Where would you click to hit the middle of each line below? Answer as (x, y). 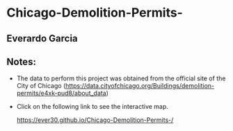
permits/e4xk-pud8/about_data (62, 93)
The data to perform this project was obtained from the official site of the (121, 78)
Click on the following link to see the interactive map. (92, 107)
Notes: (21, 61)
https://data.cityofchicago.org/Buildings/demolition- (140, 86)
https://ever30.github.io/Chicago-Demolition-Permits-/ (95, 120)
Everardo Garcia (42, 38)
